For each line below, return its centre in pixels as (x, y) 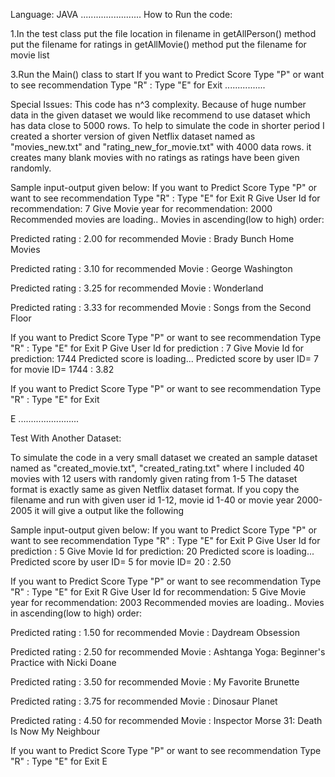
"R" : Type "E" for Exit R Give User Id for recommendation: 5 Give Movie (158, 592)
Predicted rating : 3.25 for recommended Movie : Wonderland (137, 288)
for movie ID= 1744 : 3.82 (62, 369)
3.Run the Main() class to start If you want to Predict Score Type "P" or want (167, 74)
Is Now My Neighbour (55, 731)
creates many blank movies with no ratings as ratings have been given (155, 157)
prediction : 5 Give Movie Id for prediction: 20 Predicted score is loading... (162, 551)
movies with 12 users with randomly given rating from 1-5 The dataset (154, 478)
